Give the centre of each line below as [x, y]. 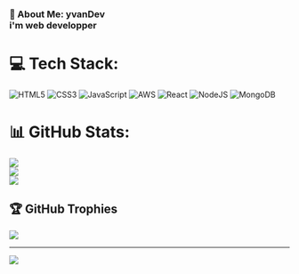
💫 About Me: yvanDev [57, 14]
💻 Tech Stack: [64, 64]
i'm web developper [53, 25]
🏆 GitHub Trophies [64, 210]
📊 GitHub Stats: [70, 132]
